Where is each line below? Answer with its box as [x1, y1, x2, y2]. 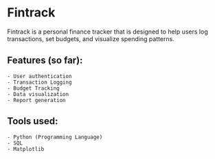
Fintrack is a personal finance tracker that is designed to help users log [7, 27, 208, 36]
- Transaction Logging [7, 79, 72, 86]
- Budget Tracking [7, 84, 60, 92]
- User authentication [7, 73, 72, 79]
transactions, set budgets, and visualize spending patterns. [7, 34, 175, 42]
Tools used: [7, 115, 58, 127]
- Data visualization [7, 90, 69, 97]
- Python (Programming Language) [7, 134, 103, 140]
